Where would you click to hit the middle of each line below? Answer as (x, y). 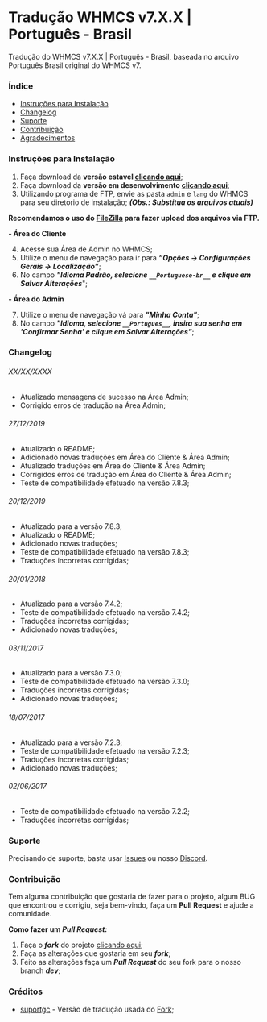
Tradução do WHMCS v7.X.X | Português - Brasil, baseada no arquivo (124, 56)
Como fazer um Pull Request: (58, 929)
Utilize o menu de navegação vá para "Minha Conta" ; (109, 314)
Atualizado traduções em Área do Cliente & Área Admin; (113, 465)
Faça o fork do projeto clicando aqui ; (81, 945)
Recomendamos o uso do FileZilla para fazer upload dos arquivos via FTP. (134, 218)
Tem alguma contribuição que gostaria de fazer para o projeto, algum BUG (132, 897)
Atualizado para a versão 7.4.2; (71, 604)
